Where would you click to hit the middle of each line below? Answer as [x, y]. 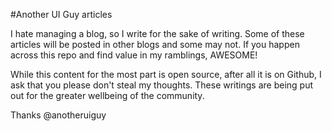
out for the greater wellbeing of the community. [107, 95]
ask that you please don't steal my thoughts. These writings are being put [161, 85]
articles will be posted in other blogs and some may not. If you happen [155, 44]
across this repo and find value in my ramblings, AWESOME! [134, 55]
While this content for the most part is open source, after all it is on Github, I [166, 74]
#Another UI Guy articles [61, 14]
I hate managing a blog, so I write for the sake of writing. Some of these [157, 33]
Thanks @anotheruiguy [58, 115]
